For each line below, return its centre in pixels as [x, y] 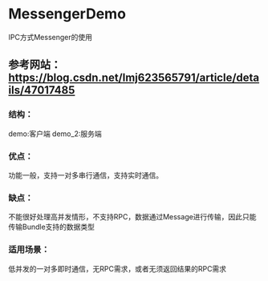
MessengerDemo [67, 14]
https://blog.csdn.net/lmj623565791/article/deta [134, 78]
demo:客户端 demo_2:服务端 [55, 134]
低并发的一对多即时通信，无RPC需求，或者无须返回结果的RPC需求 [118, 268]
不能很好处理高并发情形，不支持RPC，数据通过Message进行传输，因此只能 [132, 217]
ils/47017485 [42, 90]
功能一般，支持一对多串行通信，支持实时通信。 [85, 175]
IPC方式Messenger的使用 [50, 37]
